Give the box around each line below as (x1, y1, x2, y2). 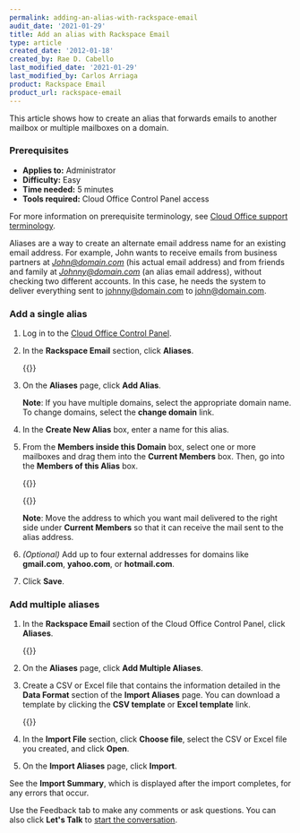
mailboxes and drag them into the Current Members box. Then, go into (21, 451, 285, 462)
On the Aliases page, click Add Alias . (21, 380, 161, 391)
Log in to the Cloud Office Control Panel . (21, 328, 172, 339)
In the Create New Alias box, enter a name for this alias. (21, 425, 230, 435)
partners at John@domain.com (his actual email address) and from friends (9, 256, 285, 267)
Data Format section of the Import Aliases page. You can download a (21, 690, 280, 700)
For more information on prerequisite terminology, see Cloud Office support (9, 210, 288, 221)
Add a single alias (9, 307, 88, 320)
